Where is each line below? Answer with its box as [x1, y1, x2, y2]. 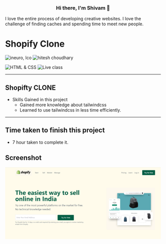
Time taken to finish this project [5, 126, 105, 134]
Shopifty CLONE [5, 83, 56, 92]
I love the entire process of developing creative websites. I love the [5, 16, 142, 22]
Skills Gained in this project [12, 97, 68, 103]
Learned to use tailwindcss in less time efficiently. [19, 107, 122, 113]
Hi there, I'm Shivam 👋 [56, 4, 110, 11]
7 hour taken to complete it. [12, 139, 69, 145]
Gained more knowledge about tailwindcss [19, 102, 107, 108]
